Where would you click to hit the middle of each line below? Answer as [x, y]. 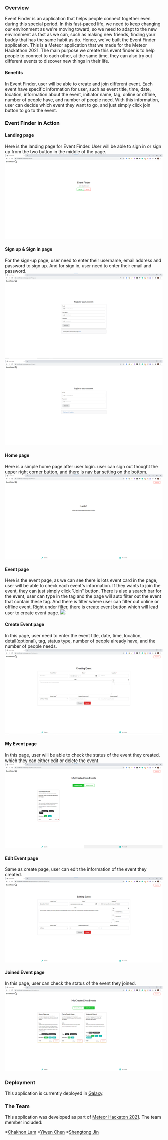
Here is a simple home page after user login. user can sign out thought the [82, 466]
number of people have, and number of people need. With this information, [82, 100]
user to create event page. [32, 613]
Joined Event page [25, 972]
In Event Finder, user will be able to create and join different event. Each [79, 84]
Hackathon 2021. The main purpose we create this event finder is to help [80, 50]
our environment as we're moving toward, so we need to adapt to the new [81, 29]
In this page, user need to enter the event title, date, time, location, [74, 635]
